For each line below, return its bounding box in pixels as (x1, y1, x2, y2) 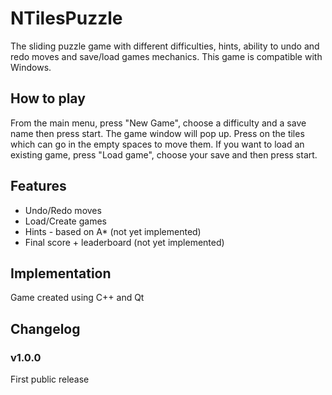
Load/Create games (24, 215, 107, 227)
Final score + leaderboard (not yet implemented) (24, 236, 225, 248)
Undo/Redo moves (24, 204, 102, 216)
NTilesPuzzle (10, 7, 123, 30)
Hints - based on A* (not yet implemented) (24, 225, 202, 237)
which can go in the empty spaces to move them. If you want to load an (10, 138, 305, 150)
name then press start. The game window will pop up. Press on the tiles (10, 127, 305, 139)
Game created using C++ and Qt (10, 292, 145, 304)
